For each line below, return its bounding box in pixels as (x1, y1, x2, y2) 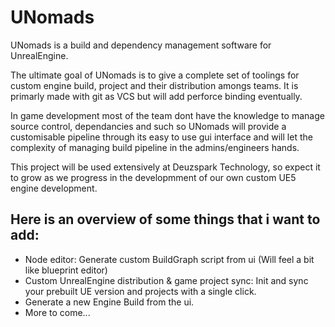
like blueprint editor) (24, 264, 108, 276)
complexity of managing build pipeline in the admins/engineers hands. (10, 141, 300, 153)
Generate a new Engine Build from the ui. (24, 296, 195, 308)
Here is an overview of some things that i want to (10, 211, 321, 228)
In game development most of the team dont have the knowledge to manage (10, 109, 325, 121)
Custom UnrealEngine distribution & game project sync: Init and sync (24, 274, 309, 286)
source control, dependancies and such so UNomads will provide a (10, 120, 287, 132)
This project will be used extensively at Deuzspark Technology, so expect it (10, 161, 321, 173)
